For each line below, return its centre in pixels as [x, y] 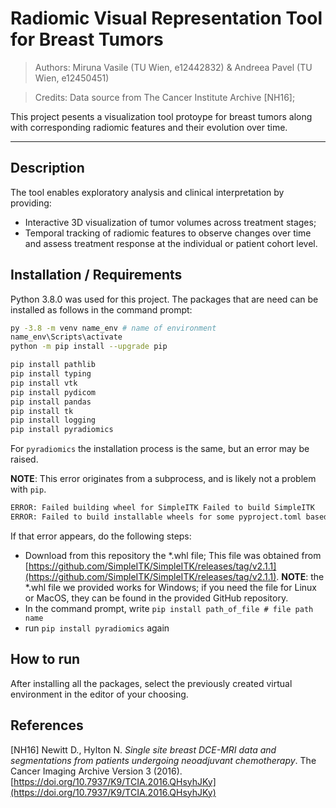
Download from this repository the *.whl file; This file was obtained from [173, 555]
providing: [31, 203]
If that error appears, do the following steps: [101, 536]
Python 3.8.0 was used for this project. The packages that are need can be [164, 299]
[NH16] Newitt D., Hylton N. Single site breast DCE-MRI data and [143, 749]
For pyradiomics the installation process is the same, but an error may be [160, 449]
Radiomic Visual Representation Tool [166, 18]
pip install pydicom [53, 392]
